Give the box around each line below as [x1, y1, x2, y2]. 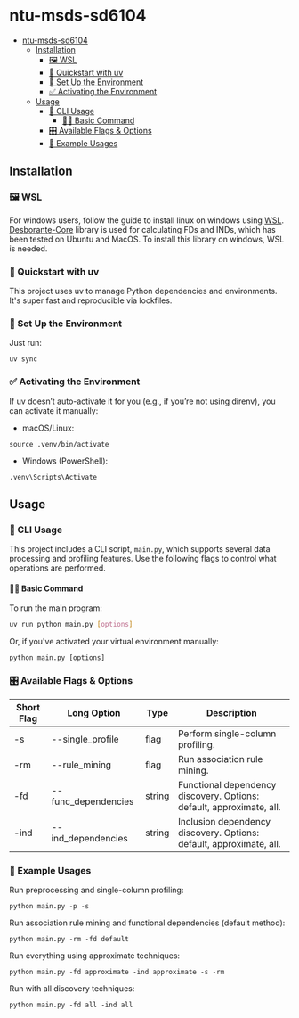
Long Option [67, 706, 121, 718]
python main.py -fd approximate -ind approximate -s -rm [9, 967, 225, 976]
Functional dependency [177, 778, 277, 791]
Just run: [9, 338, 43, 349]
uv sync [9, 355, 38, 364]
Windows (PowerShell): [21, 456, 109, 466]
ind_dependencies [51, 832, 128, 844]
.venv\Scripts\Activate [9, 472, 98, 481]
